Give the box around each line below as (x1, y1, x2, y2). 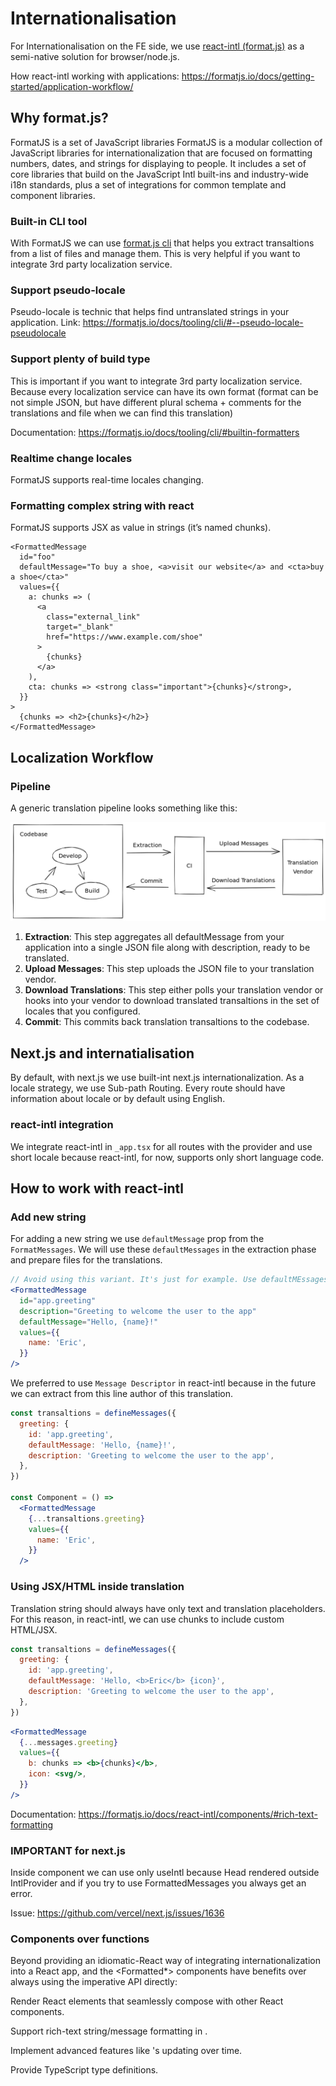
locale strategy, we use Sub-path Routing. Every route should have (10, 1082, 286, 1094)
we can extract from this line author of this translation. (10, 1388, 234, 1400)
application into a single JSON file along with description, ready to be (24, 942, 311, 954)
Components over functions (10, 1932, 150, 1946)
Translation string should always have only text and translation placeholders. (10, 1602, 326, 1614)
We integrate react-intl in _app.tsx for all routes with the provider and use (10, 1140, 313, 1152)
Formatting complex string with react (10, 498, 195, 512)
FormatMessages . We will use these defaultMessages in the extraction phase (10, 1243, 317, 1256)
